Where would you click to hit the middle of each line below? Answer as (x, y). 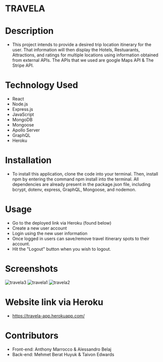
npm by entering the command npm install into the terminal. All (75, 179)
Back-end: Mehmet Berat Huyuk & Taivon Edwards (63, 354)
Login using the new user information (50, 233)
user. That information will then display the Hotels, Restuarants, (76, 50)
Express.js (23, 109)
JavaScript (23, 115)
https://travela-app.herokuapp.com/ (48, 316)
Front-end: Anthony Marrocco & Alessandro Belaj (62, 349)
